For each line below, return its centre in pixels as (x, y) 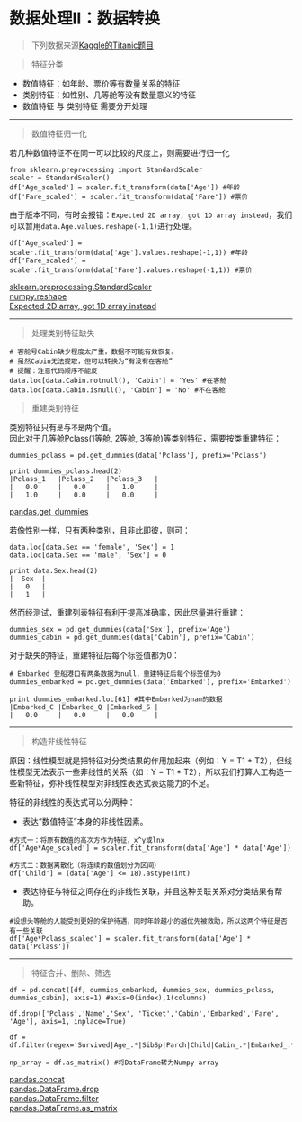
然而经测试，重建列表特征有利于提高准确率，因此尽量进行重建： (127, 612)
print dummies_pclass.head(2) (66, 471)
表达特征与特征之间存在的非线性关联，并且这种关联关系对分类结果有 (148, 891)
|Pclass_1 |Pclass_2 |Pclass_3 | (84, 479)
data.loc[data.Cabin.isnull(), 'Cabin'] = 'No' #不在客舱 (118, 390)
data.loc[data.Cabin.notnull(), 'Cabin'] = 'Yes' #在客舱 (118, 380)
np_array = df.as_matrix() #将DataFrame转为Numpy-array (114, 1063)
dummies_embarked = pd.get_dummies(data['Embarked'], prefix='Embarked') (151, 681)
